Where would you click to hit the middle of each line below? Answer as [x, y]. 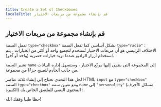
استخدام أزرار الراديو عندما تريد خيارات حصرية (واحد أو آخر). [60, 56]
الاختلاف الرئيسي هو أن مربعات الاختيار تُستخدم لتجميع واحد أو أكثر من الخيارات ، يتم [81, 50]
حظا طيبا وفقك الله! [23, 99]
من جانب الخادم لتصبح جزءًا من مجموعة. [42, 70]
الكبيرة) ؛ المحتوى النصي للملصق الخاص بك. [45, 90]
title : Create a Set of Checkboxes [42, 9]
